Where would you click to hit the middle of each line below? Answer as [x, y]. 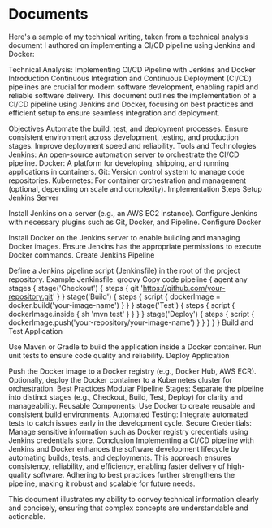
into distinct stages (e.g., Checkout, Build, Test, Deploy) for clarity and [126, 397]
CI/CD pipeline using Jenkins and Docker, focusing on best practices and [131, 104]
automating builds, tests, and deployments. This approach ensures [120, 457]
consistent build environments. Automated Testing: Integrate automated [128, 414]
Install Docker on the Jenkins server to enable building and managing [124, 237]
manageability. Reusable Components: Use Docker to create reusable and [132, 405]
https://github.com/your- [184, 288]
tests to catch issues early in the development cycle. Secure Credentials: [130, 422]
